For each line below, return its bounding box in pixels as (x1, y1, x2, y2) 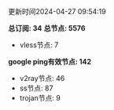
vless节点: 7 (19, 40, 59, 49)
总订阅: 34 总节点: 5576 (8, 24, 86, 33)
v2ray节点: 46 (19, 74, 65, 82)
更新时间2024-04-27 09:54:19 (8, 7, 106, 16)
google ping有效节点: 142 (8, 57, 92, 66)
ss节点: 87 (19, 83, 53, 93)
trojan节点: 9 (19, 93, 61, 102)
